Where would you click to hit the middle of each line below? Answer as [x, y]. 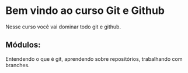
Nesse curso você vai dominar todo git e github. [63, 27]
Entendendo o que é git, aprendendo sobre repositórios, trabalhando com [94, 59]
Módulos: [23, 45]
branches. [18, 65]
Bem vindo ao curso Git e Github [85, 11]
